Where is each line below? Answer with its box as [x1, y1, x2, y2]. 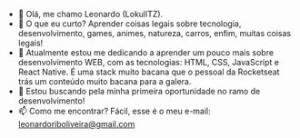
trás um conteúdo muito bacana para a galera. [17, 76, 192, 86]
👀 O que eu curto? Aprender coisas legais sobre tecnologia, [17, 18, 242, 29]
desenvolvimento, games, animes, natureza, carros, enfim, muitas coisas [17, 28, 292, 38]
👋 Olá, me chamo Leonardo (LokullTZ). [17, 9, 164, 19]
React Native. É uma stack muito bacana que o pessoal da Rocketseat [17, 66, 280, 77]
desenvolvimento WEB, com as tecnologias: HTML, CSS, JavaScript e [17, 57, 280, 67]
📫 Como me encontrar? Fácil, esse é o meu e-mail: [17, 105, 211, 116]
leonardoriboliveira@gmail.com [17, 119, 135, 129]
